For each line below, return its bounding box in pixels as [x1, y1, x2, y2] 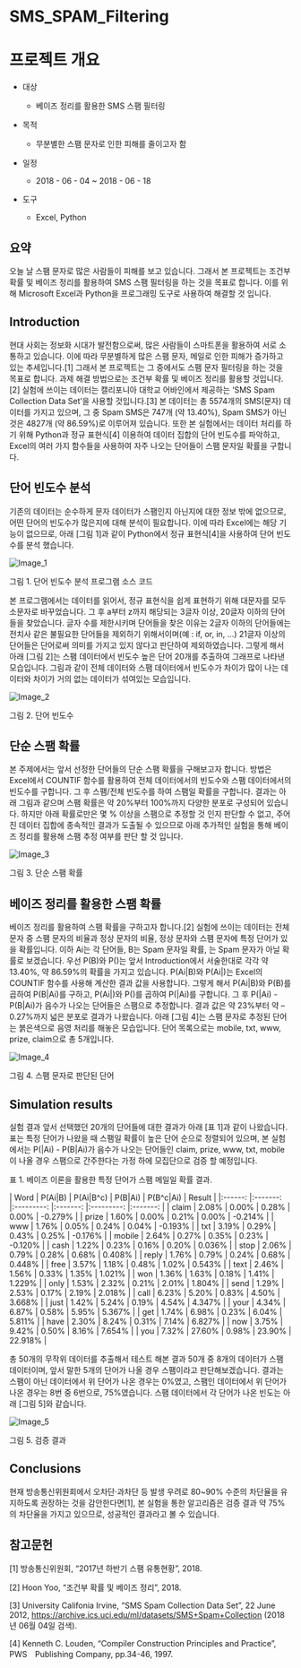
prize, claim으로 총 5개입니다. [9, 1033, 115, 1045]
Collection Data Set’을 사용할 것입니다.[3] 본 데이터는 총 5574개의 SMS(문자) [9, 395, 282, 406]
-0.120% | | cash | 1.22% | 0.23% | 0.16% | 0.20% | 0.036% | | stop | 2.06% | [9, 1240, 292, 1250]
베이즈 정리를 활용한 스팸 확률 [9, 896, 162, 912]
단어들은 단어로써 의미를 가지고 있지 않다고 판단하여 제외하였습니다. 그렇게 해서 [9, 639, 285, 651]
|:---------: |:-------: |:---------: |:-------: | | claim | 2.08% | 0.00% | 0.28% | [9, 1202, 291, 1212]
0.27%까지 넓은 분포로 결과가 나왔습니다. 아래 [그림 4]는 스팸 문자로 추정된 [9, 1011, 271, 1023]
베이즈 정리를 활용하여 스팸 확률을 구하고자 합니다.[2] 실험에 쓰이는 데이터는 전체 [9, 921, 290, 933]
